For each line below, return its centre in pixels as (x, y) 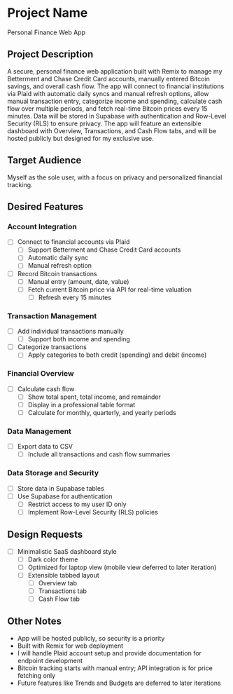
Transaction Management (52, 315)
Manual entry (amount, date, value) (78, 281)
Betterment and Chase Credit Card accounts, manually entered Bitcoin (108, 79)
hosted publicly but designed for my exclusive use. (80, 138)
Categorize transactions (52, 347)
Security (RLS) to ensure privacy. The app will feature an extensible (104, 123)
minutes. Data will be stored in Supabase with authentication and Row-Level (117, 116)
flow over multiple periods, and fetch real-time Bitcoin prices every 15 (107, 108)
